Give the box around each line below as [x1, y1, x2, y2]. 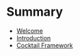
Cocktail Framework [16, 41, 73, 49]
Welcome [16, 27, 44, 35]
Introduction [16, 33, 51, 42]
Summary [6, 4, 63, 20]
